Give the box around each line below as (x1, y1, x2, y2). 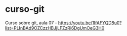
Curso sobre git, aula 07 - (5, 20, 57, 26)
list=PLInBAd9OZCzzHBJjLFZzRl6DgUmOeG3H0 (5, 25, 105, 31)
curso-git (5, 3, 44, 15)
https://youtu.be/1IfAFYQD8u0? (58, 20, 122, 26)
